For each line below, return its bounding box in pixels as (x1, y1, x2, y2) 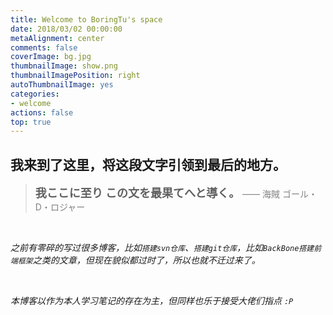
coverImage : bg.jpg (10, 52, 92, 62)
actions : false (10, 107, 74, 118)
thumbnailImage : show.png (10, 61, 118, 71)
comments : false (10, 42, 78, 53)
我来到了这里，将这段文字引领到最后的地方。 (10, 156, 287, 173)
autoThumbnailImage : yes (10, 80, 114, 90)
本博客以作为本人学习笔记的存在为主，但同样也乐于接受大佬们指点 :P (10, 295, 294, 307)
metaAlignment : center (10, 33, 105, 43)
